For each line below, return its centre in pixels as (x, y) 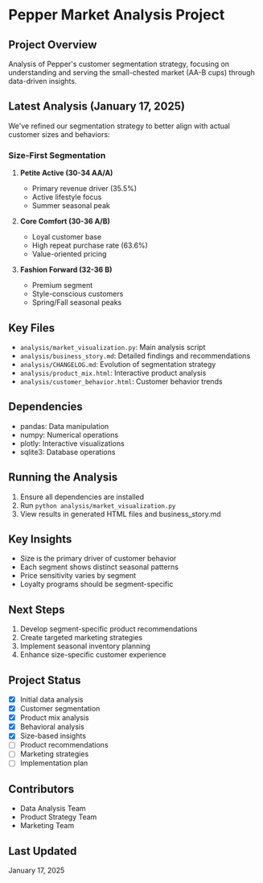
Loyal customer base (67, 237)
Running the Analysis (63, 477)
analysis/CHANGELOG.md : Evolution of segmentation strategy (118, 364)
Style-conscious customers (78, 294)
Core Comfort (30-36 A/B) (65, 221)
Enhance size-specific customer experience (93, 655)
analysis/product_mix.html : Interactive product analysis (113, 373)
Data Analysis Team (53, 809)
